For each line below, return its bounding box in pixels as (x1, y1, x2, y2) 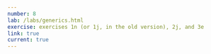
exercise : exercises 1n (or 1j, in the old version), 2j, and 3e (7, 23, 204, 30)
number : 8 (7, 10, 37, 18)
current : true (7, 36, 50, 43)
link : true (7, 29, 40, 37)
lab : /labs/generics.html (7, 17, 84, 24)
